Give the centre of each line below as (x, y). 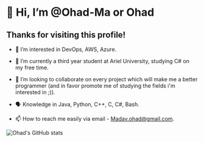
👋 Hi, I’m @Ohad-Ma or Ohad (80, 12)
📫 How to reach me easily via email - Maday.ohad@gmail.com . (95, 119)
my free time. (32, 67)
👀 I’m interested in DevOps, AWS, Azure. (66, 49)
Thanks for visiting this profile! (66, 35)
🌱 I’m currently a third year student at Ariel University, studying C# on (102, 61)
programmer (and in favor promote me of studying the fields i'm (95, 86)
